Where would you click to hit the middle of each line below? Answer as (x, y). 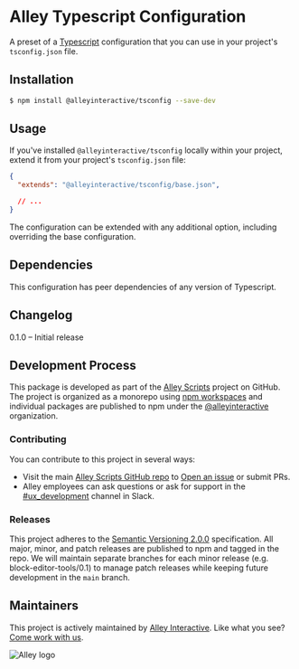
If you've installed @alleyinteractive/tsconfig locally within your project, (146, 150)
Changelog (41, 315)
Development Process (73, 365)
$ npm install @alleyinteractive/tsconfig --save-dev (113, 100)
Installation (42, 80)
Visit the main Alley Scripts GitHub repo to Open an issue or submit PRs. (156, 476)
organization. (34, 416)
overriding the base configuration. (73, 236)
